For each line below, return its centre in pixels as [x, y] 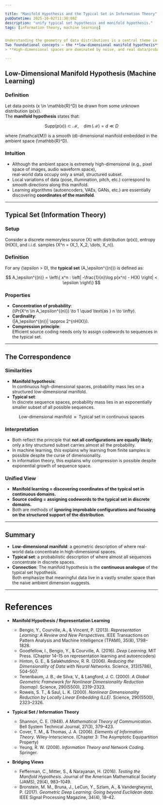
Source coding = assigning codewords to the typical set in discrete [81, 499]
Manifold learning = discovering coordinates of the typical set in [78, 489]
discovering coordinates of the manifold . [54, 195]
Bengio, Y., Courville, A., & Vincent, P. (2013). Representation [80, 630]
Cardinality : [24, 316]
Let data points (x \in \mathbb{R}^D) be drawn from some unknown [72, 106]
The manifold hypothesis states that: [42, 116]
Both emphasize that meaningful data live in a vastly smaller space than [84, 578]
